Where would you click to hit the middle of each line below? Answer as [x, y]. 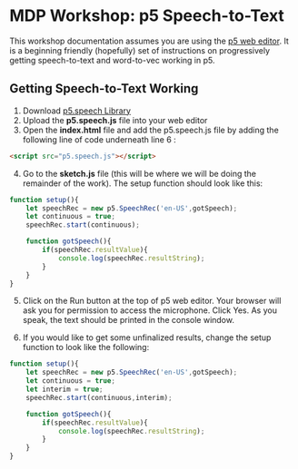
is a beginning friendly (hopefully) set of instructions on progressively [140, 50]
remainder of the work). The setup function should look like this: [143, 183]
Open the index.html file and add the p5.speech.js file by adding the [150, 130]
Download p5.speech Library [77, 111]
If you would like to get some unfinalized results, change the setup [147, 337]
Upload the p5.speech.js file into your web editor [115, 120]
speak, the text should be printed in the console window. [128, 320]
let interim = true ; [65, 389]
